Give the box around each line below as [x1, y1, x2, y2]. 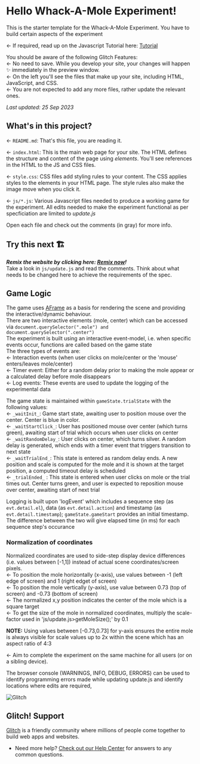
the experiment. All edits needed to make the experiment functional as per [6, 203, 189, 211]
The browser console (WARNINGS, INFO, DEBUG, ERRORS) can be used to [6, 669, 190, 677]
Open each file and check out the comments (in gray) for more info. [6, 221, 173, 229]
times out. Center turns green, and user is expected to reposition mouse [6, 480, 184, 487]
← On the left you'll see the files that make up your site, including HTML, [6, 73, 184, 80]
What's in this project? [6, 121, 93, 131]
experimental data [6, 386, 51, 393]
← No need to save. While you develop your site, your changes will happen [6, 60, 190, 67]
